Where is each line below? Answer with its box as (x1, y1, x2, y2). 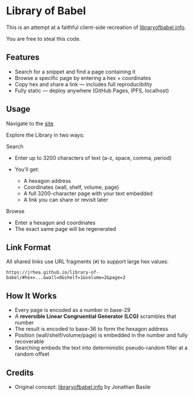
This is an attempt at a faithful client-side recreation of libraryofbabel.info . (6, 24, 186, 31)
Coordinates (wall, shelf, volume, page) (23, 183, 119, 191)
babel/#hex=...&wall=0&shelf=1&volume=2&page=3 (6, 275, 126, 281)
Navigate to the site (6, 120, 54, 127)
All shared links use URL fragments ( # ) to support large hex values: (6, 258, 169, 265)
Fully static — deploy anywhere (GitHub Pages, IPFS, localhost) (14, 87, 170, 94)
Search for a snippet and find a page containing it (14, 68, 136, 75)
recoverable (14, 338, 44, 345)
